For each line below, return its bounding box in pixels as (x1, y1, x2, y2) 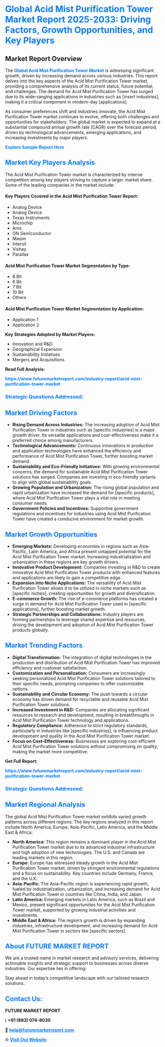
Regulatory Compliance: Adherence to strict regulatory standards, (12, 722, 148, 728)
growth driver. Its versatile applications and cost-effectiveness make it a (12, 432, 159, 438)
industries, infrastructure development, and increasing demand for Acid (12, 922, 158, 928)
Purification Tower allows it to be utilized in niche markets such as (12, 585, 146, 591)
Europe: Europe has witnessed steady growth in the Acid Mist (12, 860, 138, 866)
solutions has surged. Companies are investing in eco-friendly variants (12, 474, 156, 480)
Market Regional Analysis (5, 801, 86, 809)
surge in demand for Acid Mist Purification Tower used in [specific (12, 601, 147, 607)
